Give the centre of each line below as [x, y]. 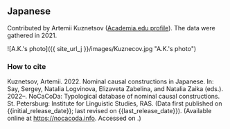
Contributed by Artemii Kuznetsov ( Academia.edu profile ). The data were [112, 28]
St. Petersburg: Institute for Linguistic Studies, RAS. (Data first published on [115, 103]
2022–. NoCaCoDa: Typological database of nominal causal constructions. [114, 97]
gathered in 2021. [32, 35]
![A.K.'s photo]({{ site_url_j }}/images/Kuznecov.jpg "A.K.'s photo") [102, 48]
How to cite [27, 66]
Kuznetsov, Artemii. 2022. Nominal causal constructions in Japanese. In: [110, 81]
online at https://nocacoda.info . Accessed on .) [74, 118]
